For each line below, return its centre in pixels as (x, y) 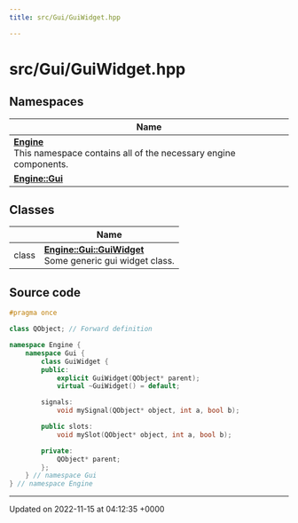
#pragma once (33, 313)
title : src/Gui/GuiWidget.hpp (65, 17)
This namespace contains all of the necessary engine (125, 153)
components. (41, 163)
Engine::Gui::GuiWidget (94, 250)
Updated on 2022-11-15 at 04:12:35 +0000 (87, 509)
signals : (57, 402)
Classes (32, 210)
